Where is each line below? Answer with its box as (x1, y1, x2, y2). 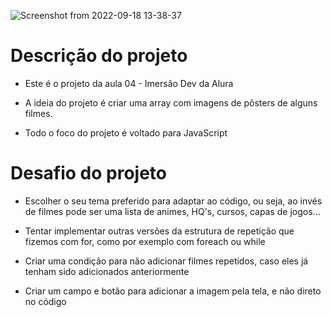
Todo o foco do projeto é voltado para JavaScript (24, 126, 228, 139)
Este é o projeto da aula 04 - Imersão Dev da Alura (24, 77, 234, 89)
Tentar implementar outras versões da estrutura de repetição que (24, 225, 295, 237)
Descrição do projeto (10, 45, 188, 67)
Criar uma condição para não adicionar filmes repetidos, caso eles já (24, 255, 309, 267)
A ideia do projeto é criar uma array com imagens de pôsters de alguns (24, 96, 318, 109)
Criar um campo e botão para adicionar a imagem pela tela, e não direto (24, 285, 322, 297)
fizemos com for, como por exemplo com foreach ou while (24, 235, 266, 247)
